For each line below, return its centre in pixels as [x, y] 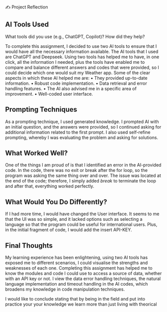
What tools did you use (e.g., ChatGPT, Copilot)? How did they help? [75, 36]
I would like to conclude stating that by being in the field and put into [75, 299]
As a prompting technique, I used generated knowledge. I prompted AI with [82, 122]
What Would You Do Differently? [56, 202]
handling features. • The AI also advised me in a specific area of [71, 88]
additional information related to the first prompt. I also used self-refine [78, 132]
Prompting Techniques [41, 109]
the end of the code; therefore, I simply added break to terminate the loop [81, 181]
